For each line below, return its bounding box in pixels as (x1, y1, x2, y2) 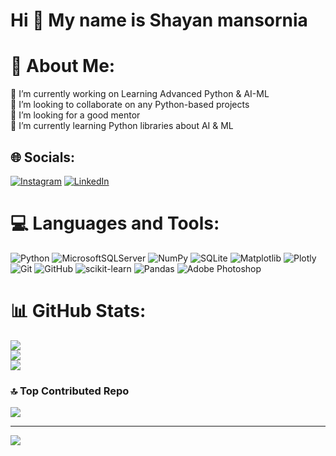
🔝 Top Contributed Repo (10, 384, 130, 398)
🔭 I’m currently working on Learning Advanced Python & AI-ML (10, 88, 270, 100)
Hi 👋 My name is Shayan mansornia (10, 9, 308, 32)
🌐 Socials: (10, 149, 76, 166)
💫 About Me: (10, 55, 116, 78)
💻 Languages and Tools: (10, 212, 220, 235)
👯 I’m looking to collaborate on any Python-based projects (10, 99, 250, 111)
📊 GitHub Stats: (10, 300, 147, 323)
